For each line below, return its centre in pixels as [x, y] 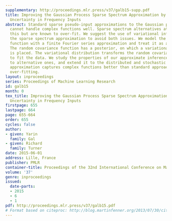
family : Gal [23, 139]
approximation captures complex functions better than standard [80, 67]
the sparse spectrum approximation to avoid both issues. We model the [88, 39]
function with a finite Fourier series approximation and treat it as [87, 44]
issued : [14, 182]
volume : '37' [19, 172]
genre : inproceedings [28, 177]
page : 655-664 [20, 115]
